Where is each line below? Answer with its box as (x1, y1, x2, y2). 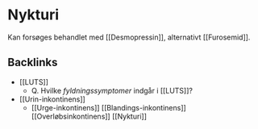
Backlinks (7, 56, 58, 69)
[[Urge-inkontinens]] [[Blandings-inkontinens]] (31, 102, 186, 112)
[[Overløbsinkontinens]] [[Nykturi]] (31, 111, 147, 121)
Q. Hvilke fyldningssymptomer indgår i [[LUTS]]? (31, 85, 193, 95)
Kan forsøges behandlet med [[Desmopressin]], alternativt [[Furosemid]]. (7, 32, 251, 42)
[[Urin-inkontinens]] (19, 94, 85, 104)
